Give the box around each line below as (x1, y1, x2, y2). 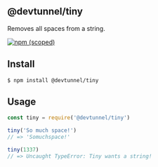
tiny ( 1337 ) (7, 147, 39, 154)
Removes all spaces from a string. (7, 24, 105, 32)
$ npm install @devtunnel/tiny (7, 76, 99, 83)
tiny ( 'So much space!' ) (7, 127, 77, 134)
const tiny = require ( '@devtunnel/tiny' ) (7, 114, 131, 121)
